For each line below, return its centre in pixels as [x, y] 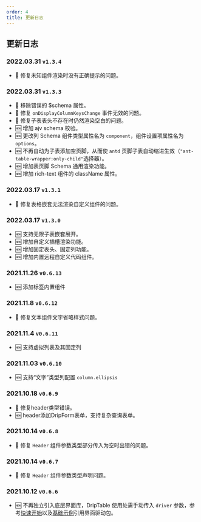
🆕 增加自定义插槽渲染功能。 [51, 242]
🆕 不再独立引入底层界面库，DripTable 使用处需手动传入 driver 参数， [102, 506]
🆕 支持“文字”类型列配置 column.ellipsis [66, 377]
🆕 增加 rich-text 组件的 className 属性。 [68, 174]
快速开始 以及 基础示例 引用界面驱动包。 [68, 513]
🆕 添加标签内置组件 [40, 287]
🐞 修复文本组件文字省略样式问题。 [57, 317]
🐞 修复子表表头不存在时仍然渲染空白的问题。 [71, 121]
